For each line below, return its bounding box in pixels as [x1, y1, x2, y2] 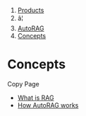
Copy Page [7, 79, 40, 88]
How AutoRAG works [17, 100, 79, 109]
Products [17, 6, 44, 14]
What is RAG [17, 93, 54, 102]
